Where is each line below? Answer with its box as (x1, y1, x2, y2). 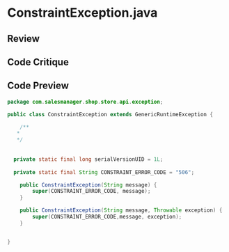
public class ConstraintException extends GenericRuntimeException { (7, 111, 214, 118)
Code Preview (7, 80, 70, 92)
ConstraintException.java (7, 5, 158, 21)
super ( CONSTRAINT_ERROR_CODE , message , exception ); (32, 214, 182, 221)
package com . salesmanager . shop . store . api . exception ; (7, 98, 164, 105)
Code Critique (7, 56, 70, 68)
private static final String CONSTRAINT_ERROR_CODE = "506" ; (13, 168, 195, 175)
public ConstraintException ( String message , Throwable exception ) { (19, 207, 223, 214)
